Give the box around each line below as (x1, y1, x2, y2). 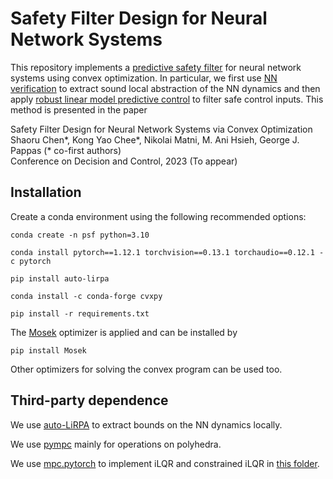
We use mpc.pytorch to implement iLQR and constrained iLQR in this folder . (10, 457, 320, 469)
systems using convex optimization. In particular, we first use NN (10, 72, 278, 84)
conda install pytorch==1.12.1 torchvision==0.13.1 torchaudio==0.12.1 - (10, 247, 325, 257)
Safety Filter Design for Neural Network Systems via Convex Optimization (10, 123, 313, 135)
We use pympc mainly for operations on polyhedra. (10, 438, 222, 450)
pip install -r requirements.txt (10, 308, 150, 319)
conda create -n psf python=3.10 (10, 230, 150, 240)
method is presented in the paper (10, 103, 148, 116)
